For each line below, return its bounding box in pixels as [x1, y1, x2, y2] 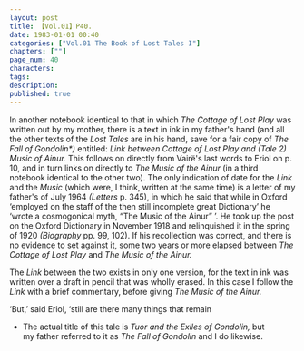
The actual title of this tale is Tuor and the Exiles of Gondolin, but [22, 321, 265, 332]
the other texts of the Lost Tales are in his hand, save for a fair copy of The [9, 133, 289, 144]
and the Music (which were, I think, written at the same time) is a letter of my [9, 181, 296, 192]
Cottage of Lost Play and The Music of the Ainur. [9, 249, 192, 259]
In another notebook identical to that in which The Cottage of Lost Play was [9, 114, 292, 125]
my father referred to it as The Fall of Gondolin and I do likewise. [22, 330, 263, 341]
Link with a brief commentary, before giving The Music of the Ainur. [9, 286, 262, 297]
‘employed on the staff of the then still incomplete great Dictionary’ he [9, 200, 270, 211]
